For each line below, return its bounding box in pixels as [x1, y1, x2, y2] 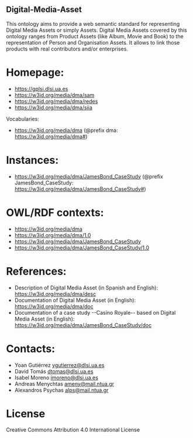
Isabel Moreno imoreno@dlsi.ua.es [14, 374, 98, 381]
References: [6, 264, 67, 278]
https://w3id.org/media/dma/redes [14, 97, 98, 105]
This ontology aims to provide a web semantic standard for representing [6, 20, 180, 27]
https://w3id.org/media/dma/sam [14, 91, 95, 99]
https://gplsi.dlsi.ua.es [14, 85, 68, 92]
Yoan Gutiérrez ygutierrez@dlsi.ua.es [14, 361, 105, 369]
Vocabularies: [6, 115, 39, 122]
